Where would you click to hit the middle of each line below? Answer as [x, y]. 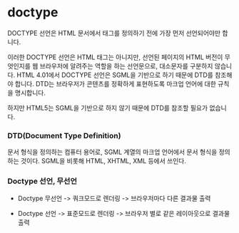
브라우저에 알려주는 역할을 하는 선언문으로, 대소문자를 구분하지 [126, 66]
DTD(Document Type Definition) [64, 135]
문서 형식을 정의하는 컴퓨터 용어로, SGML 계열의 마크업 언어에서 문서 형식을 [112, 152]
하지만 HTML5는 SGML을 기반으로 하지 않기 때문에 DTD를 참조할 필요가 [108, 108]
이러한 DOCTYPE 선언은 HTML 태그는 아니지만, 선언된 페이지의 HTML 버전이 [115, 57]
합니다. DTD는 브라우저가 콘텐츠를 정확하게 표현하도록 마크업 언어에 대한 [115, 83]
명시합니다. [30, 93]
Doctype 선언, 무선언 [42, 181]
